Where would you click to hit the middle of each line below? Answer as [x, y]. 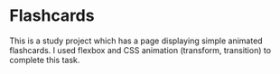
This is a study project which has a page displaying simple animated [136, 41]
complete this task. [45, 60]
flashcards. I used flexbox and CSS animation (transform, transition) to [140, 50]
